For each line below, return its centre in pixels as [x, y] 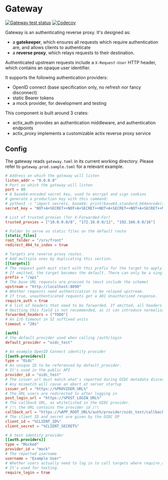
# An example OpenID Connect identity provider [56, 352]
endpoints [23, 128]
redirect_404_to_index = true [37, 245]
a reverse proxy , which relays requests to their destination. [73, 53]
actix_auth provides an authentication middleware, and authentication [84, 122]
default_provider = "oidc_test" [39, 342]
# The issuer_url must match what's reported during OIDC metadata [77, 379]
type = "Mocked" [22, 444]
